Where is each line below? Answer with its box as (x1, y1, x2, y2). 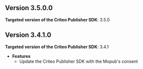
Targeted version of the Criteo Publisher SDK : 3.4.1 (5, 44, 109, 50)
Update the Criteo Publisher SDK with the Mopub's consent (19, 58, 138, 64)
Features (12, 53, 31, 59)
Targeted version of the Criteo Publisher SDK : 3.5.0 (5, 17, 110, 22)
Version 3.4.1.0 (5, 31, 52, 39)
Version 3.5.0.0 (5, 4, 53, 12)
